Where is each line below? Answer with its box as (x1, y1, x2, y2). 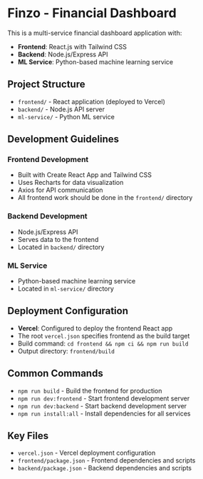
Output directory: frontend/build (17, 346, 115, 355)
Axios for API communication (17, 186, 103, 194)
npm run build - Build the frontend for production (17, 386, 162, 395)
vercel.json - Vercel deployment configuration (17, 448, 156, 458)
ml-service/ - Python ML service (17, 112, 115, 121)
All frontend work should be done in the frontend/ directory (17, 193, 193, 202)
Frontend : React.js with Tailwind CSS (17, 42, 127, 51)
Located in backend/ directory (17, 243, 105, 251)
